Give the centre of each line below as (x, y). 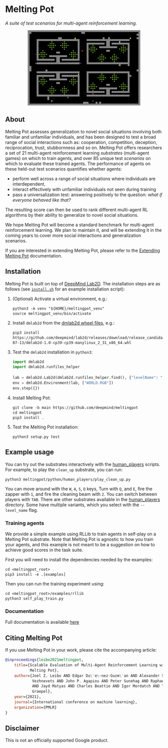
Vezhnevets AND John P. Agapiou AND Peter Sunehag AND (90, 681)
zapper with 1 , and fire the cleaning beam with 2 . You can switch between (81, 494)
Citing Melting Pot (34, 638)
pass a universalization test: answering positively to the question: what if (87, 195)
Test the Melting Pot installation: (45, 427)
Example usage (29, 452)
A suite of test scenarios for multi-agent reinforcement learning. (71, 23)
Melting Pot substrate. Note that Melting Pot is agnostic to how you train (79, 539)
